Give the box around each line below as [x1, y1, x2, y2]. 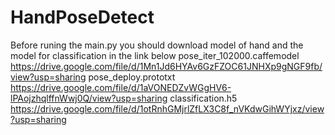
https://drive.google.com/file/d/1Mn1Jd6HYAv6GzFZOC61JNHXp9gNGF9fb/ [10, 60, 323, 72]
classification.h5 [169, 92, 238, 104]
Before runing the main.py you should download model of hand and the [10, 39, 304, 51]
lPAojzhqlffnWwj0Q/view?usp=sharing [10, 92, 168, 104]
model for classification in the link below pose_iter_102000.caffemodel [10, 49, 300, 61]
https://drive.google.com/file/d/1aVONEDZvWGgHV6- [10, 81, 232, 93]
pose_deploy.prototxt [88, 71, 176, 83]
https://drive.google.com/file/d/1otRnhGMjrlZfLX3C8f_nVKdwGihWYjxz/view [10, 102, 325, 115]
